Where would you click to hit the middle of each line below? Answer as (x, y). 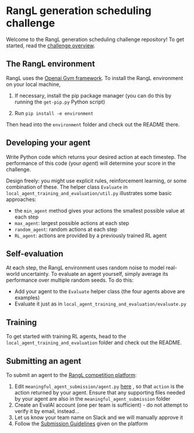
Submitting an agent (44, 361)
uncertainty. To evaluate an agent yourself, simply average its (94, 274)
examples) (27, 298)
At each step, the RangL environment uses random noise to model (85, 268)
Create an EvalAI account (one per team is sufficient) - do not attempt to (101, 405)
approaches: (21, 199)
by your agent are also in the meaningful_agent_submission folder (92, 399)
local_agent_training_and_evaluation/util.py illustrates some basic (89, 193)
